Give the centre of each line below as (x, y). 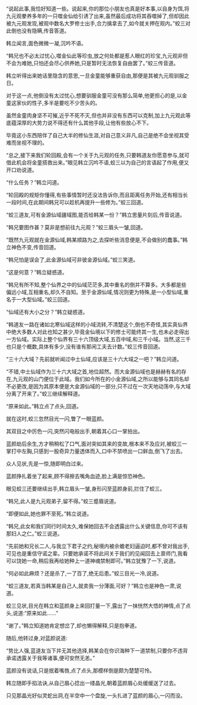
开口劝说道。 (21, 170)
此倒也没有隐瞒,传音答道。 (38, 31)
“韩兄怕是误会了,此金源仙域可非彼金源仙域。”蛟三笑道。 (72, 260)
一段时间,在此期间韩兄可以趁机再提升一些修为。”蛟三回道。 (76, 202)
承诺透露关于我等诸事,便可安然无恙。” (51, 658)
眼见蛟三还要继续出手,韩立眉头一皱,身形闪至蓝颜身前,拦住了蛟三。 (86, 489)
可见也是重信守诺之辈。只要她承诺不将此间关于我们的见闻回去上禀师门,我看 (97, 553)
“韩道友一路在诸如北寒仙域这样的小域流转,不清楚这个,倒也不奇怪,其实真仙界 (97, 325)
